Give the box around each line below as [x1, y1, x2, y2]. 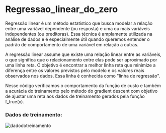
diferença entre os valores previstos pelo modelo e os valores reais [5, 67, 144, 74]
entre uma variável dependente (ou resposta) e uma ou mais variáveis [5, 25, 150, 31]
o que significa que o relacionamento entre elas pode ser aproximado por [5, 56, 157, 62]
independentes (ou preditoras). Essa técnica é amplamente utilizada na [5, 31, 152, 37]
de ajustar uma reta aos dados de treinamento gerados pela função [5, 93, 145, 99]
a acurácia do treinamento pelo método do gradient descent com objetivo [5, 88, 158, 94]
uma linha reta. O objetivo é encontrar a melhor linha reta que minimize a [5, 62, 156, 68]
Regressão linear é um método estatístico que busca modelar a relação [5, 20, 153, 26]
